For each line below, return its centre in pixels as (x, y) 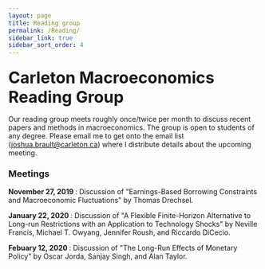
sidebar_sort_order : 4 (46, 45)
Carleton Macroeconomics (111, 78)
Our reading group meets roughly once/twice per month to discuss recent (130, 119)
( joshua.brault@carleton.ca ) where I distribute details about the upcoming (130, 145)
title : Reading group (44, 23)
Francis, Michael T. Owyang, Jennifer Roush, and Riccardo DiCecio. (119, 232)
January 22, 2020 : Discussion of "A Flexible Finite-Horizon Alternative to (130, 215)
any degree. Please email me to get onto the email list (96, 136)
